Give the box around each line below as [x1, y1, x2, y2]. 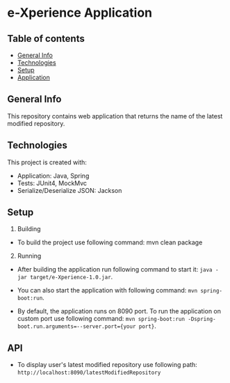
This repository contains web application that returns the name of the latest [7, 111, 223, 120]
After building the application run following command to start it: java [17, 265, 213, 274]
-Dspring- [187, 315, 217, 323]
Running [17, 252, 42, 260]
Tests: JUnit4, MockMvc [17, 179, 88, 187]
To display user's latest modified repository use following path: [17, 361, 198, 369]
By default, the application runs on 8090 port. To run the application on [17, 307, 221, 315]
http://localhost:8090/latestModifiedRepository [17, 369, 161, 377]
